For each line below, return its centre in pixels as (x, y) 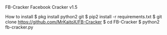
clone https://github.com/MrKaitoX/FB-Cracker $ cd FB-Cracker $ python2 (82, 22)
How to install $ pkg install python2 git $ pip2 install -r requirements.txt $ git (84, 17)
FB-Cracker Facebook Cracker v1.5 (41, 7)
